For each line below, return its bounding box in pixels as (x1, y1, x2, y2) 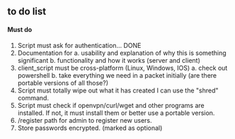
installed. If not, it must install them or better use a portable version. (17, 109, 215, 117)
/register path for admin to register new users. (17, 116, 152, 124)
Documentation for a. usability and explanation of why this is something (17, 49, 227, 57)
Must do (7, 25, 33, 34)
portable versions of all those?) (17, 78, 108, 87)
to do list (7, 6, 47, 18)
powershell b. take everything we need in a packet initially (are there (17, 71, 217, 80)
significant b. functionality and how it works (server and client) (17, 56, 200, 64)
